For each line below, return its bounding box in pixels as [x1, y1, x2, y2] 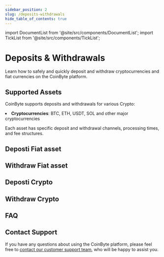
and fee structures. [5, 131, 44, 137]
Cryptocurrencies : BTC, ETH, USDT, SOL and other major [11, 111, 129, 116]
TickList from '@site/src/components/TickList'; [5, 35, 100, 41]
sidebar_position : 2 [5, 7, 48, 12]
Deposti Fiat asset [5, 144, 61, 153]
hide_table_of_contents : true [5, 16, 67, 21]
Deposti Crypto [5, 178, 53, 187]
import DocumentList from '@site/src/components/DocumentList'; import [5, 30, 153, 36]
